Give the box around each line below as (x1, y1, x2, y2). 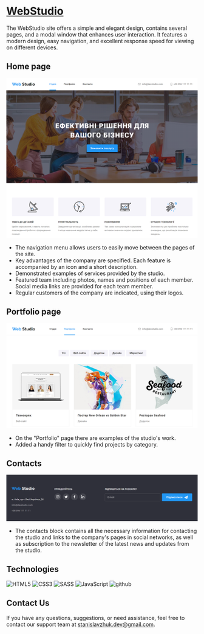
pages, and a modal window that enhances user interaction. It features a (6, 30, 188, 38)
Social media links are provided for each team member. (15, 282, 154, 290)
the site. (15, 250, 36, 257)
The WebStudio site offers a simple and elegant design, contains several (6, 24, 187, 32)
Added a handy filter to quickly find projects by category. (15, 441, 158, 448)
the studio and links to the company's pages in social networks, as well (15, 534, 193, 541)
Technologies (6, 564, 59, 574)
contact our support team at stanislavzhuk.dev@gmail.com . (6, 621, 155, 628)
